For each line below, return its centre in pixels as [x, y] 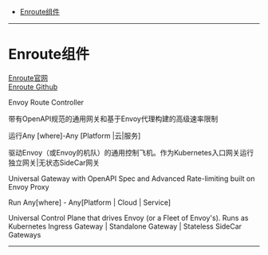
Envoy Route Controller [46, 102]
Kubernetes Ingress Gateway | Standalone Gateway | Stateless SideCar [125, 226]
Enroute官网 [28, 77]
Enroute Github [33, 87]
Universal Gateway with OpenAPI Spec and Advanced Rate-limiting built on [132, 178]
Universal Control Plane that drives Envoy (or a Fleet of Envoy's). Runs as [128, 218]
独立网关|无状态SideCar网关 [54, 163]
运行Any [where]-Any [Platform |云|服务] [75, 135]
